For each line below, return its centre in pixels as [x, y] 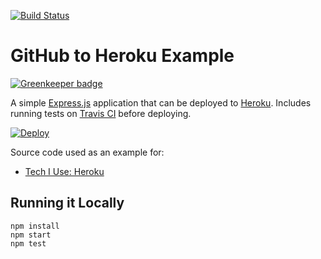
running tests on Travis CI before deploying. [101, 113]
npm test [28, 243]
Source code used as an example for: [87, 152]
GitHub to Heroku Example [122, 56]
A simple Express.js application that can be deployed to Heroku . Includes [161, 102]
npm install [35, 226]
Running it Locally [67, 203]
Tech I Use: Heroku [64, 171]
